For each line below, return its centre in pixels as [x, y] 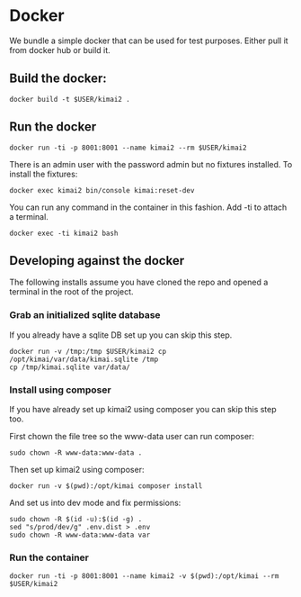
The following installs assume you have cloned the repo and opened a [139, 282]
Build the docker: [58, 79]
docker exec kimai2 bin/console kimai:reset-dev [102, 190]
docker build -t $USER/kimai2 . [70, 99]
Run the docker [53, 127]
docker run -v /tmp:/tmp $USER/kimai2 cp [88, 351]
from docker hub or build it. [60, 50]
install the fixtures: [44, 174]
